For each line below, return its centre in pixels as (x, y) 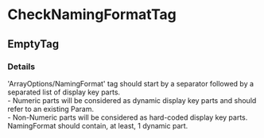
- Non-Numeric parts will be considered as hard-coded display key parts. (128, 117)
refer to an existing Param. (51, 109)
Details (21, 67)
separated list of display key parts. (64, 92)
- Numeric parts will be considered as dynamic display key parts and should (132, 100)
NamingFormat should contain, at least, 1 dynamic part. (98, 125)
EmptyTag (33, 44)
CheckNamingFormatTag (92, 15)
